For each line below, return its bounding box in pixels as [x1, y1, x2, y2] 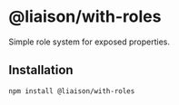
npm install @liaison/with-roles [8, 86, 135, 96]
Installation [8, 62, 74, 78]
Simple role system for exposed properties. [8, 36, 170, 47]
